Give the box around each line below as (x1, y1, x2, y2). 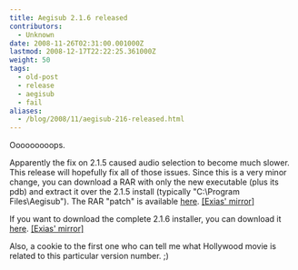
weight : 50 (9, 55, 51, 65)
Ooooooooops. (9, 140, 65, 151)
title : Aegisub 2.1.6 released (9, 13, 128, 23)
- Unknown (17, 30, 55, 39)
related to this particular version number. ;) (9, 251, 170, 262)
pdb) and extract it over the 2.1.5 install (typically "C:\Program (9, 186, 241, 197)
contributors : (9, 22, 64, 31)
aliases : (9, 106, 43, 115)
